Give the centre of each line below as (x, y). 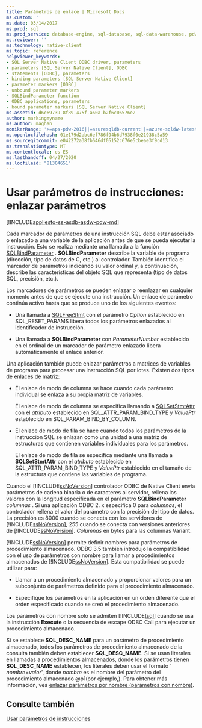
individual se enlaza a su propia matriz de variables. (79, 394)
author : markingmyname (35, 118)
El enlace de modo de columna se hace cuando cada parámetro (94, 388)
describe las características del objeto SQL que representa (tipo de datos (97, 272)
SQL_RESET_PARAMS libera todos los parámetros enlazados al (93, 321)
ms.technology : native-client (44, 46)
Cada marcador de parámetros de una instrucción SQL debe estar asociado (100, 234)
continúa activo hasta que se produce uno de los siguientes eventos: (91, 303)
